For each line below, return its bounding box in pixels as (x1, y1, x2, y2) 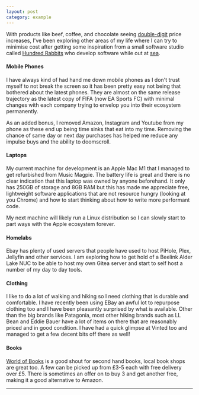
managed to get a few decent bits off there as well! (6, 330, 130, 338)
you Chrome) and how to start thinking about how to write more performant (6, 196, 190, 203)
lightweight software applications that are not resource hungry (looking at (6, 190, 186, 197)
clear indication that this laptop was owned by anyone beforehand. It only (6, 177, 185, 184)
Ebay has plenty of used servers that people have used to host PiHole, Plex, (6, 247, 191, 254)
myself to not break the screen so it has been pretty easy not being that (6, 82, 181, 90)
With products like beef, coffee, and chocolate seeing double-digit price (6, 30, 182, 37)
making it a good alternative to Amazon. (6, 376, 104, 383)
